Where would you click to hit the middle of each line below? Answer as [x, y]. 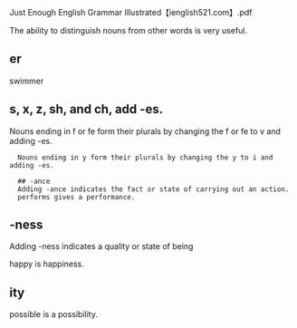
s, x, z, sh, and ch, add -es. [86, 109]
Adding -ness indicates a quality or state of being [101, 246]
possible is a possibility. [53, 314]
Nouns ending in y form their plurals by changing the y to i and [145, 157]
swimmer [27, 81]
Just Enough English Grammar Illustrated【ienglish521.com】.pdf [131, 12]
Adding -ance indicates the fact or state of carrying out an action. [153, 189]
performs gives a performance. [77, 197]
